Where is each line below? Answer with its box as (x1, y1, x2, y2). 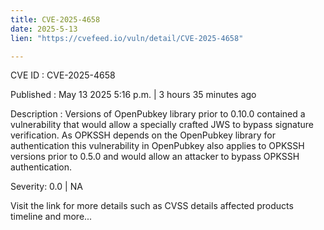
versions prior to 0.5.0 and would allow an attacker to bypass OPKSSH (10, 151, 300, 163)
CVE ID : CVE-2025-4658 (10, 69, 116, 81)
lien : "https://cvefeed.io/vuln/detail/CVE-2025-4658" (10, 33, 244, 43)
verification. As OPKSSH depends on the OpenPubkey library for (10, 129, 276, 141)
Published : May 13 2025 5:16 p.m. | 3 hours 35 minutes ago (10, 89, 257, 101)
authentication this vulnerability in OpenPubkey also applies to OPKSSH (10, 140, 305, 152)
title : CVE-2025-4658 (10, 14, 101, 25)
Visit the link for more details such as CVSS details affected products (10, 200, 294, 212)
